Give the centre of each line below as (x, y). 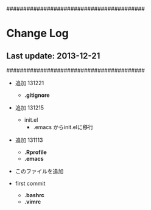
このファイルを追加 (39, 171)
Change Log (37, 33)
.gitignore (37, 95)
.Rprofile (35, 152)
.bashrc (34, 195)
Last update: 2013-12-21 (53, 56)
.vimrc (33, 201)
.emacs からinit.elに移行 (63, 127)
